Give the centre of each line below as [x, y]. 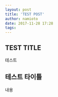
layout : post [18, 10]
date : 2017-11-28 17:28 [29, 23]
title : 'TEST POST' [25, 14]
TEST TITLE [23, 48]
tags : [10, 28]
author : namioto [21, 19]
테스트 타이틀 [24, 77]
